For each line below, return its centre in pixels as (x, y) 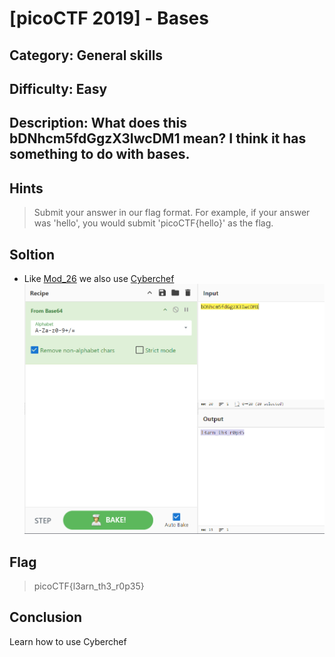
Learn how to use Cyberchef (68, 641)
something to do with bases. (100, 154)
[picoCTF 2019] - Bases (109, 18)
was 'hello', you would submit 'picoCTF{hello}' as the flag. (153, 223)
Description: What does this (98, 123)
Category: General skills (86, 55)
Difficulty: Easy (58, 88)
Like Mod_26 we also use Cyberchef (99, 278)
